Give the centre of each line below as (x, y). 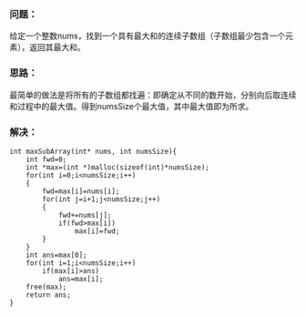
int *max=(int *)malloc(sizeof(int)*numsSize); (117, 167)
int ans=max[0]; (57, 255)
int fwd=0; (46, 159)
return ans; (48, 295)
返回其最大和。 (57, 47)
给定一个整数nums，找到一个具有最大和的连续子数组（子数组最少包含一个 (148, 36)
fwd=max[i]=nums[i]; (81, 191)
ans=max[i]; (81, 279)
